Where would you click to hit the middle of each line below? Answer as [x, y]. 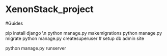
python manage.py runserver [36, 48]
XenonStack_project [50, 9]
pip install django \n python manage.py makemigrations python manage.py [84, 33]
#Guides [14, 23]
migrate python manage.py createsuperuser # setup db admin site [75, 38]
